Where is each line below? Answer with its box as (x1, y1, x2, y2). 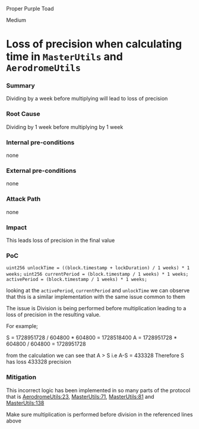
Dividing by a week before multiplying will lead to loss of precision (6, 95, 168, 102)
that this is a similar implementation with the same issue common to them (6, 294, 186, 301)
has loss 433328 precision (6, 358, 71, 365)
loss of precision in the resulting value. (6, 311, 101, 318)
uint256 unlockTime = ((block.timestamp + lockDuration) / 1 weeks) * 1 (6, 265, 190, 271)
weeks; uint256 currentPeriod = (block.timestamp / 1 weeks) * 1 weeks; (6, 272, 189, 277)
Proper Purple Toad (6, 5, 54, 12)
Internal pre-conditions (6, 138, 75, 146)
